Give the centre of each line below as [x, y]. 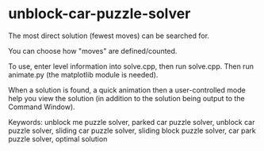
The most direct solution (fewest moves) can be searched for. [109, 36]
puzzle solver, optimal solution [58, 138]
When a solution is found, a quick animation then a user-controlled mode [127, 90]
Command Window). [42, 107]
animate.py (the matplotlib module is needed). [83, 74]
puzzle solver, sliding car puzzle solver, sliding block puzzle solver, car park [132, 130]
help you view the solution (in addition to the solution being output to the [126, 98]
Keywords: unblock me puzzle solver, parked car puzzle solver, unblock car [132, 122]
